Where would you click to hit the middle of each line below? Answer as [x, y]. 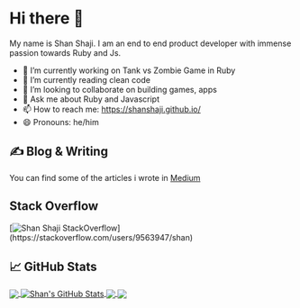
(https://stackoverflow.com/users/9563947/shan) [101, 237]
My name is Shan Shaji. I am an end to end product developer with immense [150, 43]
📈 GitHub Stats [53, 266]
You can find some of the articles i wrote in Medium [105, 177]
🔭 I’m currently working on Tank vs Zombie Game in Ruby [129, 70]
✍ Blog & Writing [59, 152]
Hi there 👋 [46, 18]
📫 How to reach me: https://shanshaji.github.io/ [111, 109]
